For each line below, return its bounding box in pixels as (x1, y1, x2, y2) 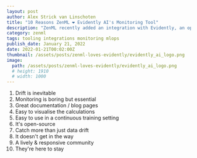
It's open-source (15, 121, 56, 128)
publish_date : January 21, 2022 (6, 41, 85, 47)
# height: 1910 (12, 68, 49, 74)
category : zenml (6, 30, 46, 36)
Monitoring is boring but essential (15, 96, 96, 103)
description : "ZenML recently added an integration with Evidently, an (6, 24, 185, 31)
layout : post (6, 8, 39, 15)
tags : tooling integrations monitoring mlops (6, 36, 119, 41)
